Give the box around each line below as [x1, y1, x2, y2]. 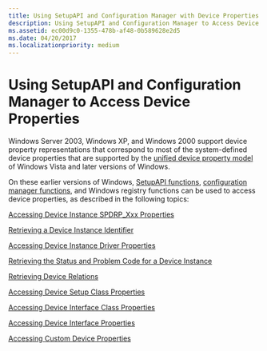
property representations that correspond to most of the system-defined [8, 145, 248, 154]
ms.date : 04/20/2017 [8, 34, 78, 42]
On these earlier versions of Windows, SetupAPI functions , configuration [8, 177, 248, 187]
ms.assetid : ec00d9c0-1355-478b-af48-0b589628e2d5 [8, 26, 181, 34]
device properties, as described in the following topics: [8, 194, 189, 204]
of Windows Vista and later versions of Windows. [8, 162, 170, 172]
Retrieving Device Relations [8, 272, 98, 281]
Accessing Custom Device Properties [8, 333, 132, 344]
